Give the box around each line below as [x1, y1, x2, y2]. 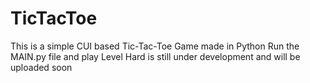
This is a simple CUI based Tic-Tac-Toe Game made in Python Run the [10, 40, 300, 52]
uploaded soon [10, 61, 73, 73]
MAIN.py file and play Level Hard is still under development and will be [10, 50, 301, 62]
